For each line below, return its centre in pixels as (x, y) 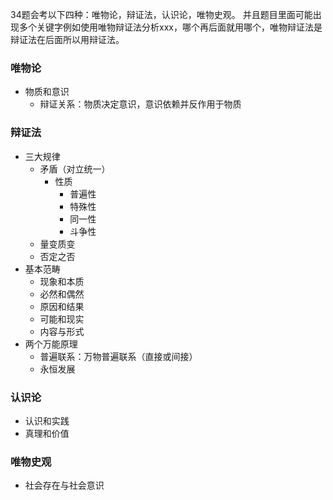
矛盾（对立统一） (75, 169)
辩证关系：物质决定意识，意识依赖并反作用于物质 (140, 104)
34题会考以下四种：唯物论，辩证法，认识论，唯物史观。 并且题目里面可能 (161, 14)
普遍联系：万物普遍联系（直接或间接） (118, 356)
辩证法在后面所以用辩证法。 (67, 39)
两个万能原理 (51, 344)
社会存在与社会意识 (64, 485)
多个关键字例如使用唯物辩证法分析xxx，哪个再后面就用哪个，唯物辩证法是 (170, 27)
